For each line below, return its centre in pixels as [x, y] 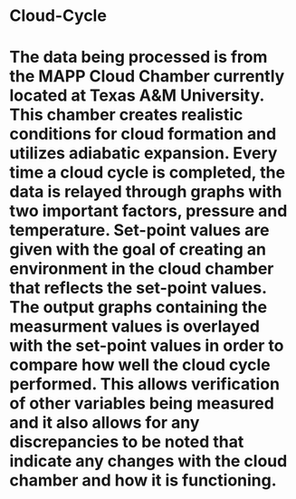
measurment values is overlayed [135, 326]
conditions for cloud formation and [143, 134]
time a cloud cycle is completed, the [148, 173]
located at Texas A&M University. [137, 96]
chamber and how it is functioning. [143, 480]
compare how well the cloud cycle [140, 365]
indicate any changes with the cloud [148, 461]
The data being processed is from [138, 58]
